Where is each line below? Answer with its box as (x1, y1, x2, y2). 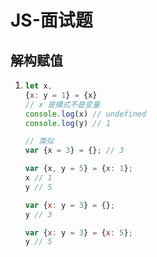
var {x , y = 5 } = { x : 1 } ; (24, 164, 133, 174)
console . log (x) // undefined (24, 109, 147, 119)
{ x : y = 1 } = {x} (24, 90, 98, 100)
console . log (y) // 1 (24, 118, 111, 128)
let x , (24, 81, 53, 91)
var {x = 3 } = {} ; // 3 (24, 146, 125, 156)
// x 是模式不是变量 (24, 99, 100, 110)
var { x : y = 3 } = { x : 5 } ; (24, 227, 133, 238)
